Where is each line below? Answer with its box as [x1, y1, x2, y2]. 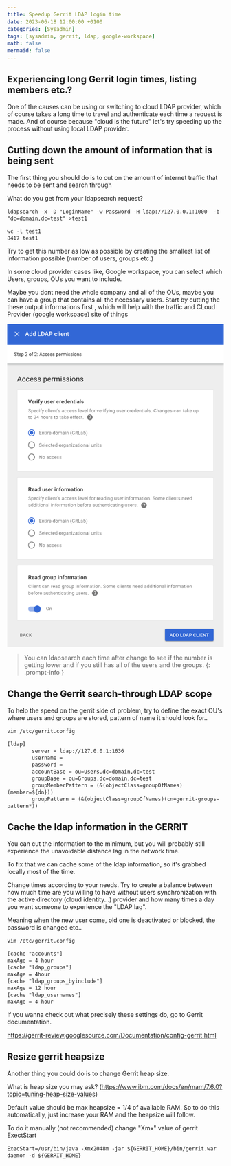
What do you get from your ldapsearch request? [7, 194, 143, 202]
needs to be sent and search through [7, 181, 112, 189]
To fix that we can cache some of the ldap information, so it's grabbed [7, 860, 206, 868]
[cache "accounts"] [7, 950, 63, 957]
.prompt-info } [23, 669, 65, 677]
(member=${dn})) [7, 789, 54, 796]
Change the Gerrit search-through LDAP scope [7, 688, 212, 700]
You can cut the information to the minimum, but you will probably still [7, 839, 205, 848]
